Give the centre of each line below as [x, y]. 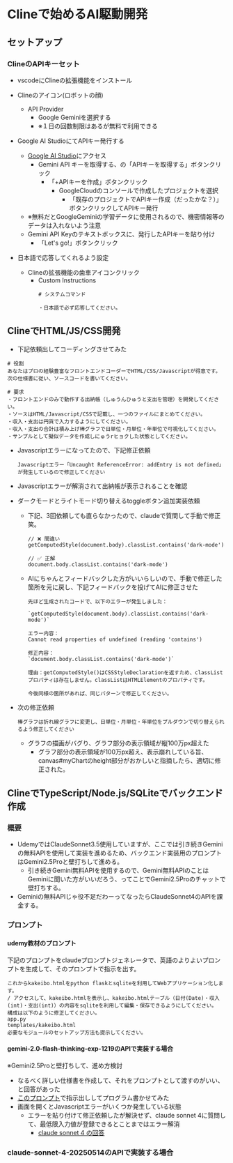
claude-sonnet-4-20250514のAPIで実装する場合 [90, 1153]
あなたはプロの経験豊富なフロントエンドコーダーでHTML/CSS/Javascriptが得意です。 [114, 371]
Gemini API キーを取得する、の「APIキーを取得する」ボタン [123, 164]
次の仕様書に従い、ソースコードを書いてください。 [69, 378]
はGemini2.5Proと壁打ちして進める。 [70, 862]
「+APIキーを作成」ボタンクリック [98, 181]
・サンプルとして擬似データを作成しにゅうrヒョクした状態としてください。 [99, 436]
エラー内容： [43, 633]
